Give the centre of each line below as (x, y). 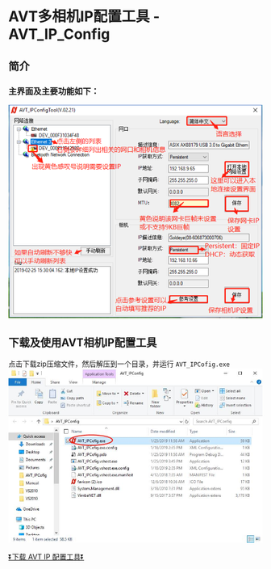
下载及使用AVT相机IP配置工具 (83, 343)
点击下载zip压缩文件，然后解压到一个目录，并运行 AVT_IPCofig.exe (119, 364)
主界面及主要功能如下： (54, 91)
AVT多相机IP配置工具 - (84, 17)
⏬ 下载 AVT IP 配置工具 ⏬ (46, 557)
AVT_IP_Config (59, 34)
